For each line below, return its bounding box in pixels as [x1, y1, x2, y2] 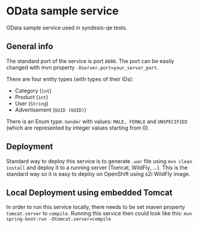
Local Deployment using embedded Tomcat [6, 187, 173, 197]
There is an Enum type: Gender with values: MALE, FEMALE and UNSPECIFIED [6, 118, 188, 125]
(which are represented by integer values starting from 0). [6, 124, 150, 131]
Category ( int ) [14, 87, 52, 94]
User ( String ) [14, 100, 49, 107]
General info [6, 41, 53, 52]
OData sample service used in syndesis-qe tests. [6, 24, 128, 31]
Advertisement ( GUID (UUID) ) [14, 106, 87, 113]
